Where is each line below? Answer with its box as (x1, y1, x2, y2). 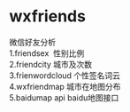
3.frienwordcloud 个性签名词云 (9, 69, 121, 81)
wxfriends (9, 6, 87, 27)
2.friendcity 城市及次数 (9, 59, 93, 69)
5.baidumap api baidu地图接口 (9, 92, 119, 103)
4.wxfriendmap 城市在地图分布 (9, 81, 121, 92)
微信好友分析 (9, 36, 56, 47)
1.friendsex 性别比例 (9, 47, 85, 59)
